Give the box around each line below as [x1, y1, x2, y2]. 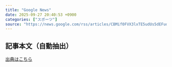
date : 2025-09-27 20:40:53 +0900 [5, 12, 77, 17]
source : [5, 21, 22, 27]
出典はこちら [5, 56, 32, 62]
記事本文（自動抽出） [5, 42, 73, 50]
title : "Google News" [5, 7, 52, 13]
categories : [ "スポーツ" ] [5, 17, 57, 22]
